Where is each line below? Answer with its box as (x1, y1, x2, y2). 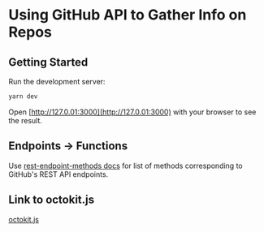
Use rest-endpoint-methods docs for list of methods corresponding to (8, 161, 243, 170)
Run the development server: (8, 77, 106, 86)
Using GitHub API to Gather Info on (8, 6, 247, 24)
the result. (8, 115, 43, 125)
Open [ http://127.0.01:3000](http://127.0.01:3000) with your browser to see (8, 107, 257, 117)
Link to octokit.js (8, 193, 95, 207)
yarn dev (8, 92, 38, 101)
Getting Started (8, 55, 89, 69)
